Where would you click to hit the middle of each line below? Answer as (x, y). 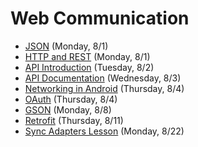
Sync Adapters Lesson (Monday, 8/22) (104, 131)
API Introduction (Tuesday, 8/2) (89, 67)
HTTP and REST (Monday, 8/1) (87, 56)
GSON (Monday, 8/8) (68, 109)
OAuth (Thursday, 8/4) (71, 99)
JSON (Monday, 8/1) (66, 46)
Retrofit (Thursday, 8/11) (74, 120)
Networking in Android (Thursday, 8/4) (104, 88)
